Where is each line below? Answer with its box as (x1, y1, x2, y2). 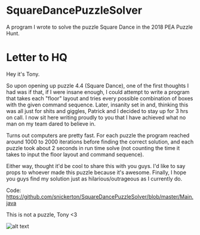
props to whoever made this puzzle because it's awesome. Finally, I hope (6, 169, 187, 176)
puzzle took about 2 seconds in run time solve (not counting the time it (6, 144, 180, 151)
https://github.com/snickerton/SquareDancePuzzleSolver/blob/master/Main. (6, 193, 194, 200)
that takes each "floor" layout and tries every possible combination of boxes (6, 94, 193, 102)
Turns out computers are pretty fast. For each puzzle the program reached (6, 132, 190, 139)
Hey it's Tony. (6, 70, 40, 78)
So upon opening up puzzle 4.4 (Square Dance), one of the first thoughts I (6, 82, 189, 89)
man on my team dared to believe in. (6, 120, 96, 127)
